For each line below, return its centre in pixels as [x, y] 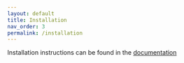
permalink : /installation [45, 33]
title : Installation [37, 20]
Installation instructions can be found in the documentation [92, 53]
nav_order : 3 [26, 26]
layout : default [31, 13]
